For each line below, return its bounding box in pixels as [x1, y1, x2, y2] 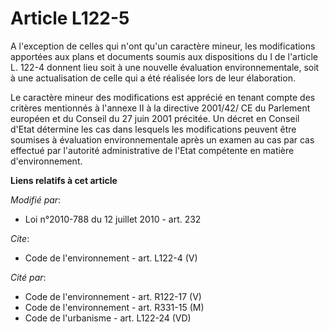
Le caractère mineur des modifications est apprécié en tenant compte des [10, 91, 316, 103]
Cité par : [10, 271, 47, 283]
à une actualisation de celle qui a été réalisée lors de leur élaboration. [10, 72, 296, 84]
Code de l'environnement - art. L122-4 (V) [24, 252, 198, 264]
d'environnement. [10, 155, 83, 167]
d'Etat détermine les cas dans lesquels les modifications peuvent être [10, 123, 297, 135]
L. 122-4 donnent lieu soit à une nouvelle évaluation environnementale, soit [10, 61, 320, 73]
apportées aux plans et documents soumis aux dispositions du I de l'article [10, 50, 318, 62]
